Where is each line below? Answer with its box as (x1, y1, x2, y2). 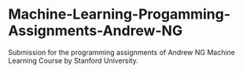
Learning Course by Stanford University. (8, 56, 139, 65)
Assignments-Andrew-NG (8, 22, 183, 40)
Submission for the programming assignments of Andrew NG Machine (8, 47, 236, 57)
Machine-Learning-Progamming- (8, 5, 230, 23)
